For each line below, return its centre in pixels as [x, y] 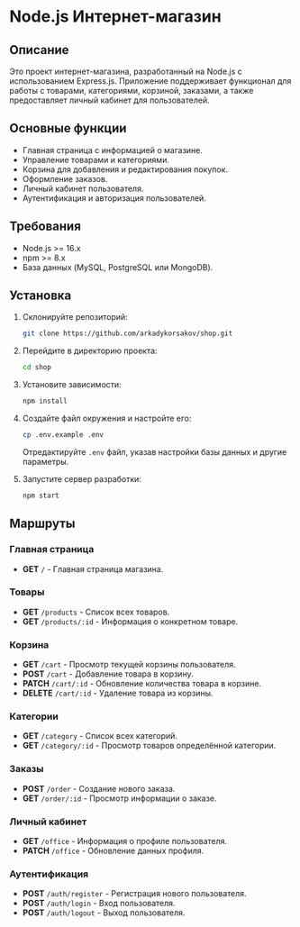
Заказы [27, 769]
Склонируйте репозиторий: [75, 317]
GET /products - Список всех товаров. [96, 612]
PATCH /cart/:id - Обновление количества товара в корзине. [142, 684]
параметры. [45, 461]
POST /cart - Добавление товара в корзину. [108, 674]
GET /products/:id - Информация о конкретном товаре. [130, 621]
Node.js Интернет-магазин [116, 17]
